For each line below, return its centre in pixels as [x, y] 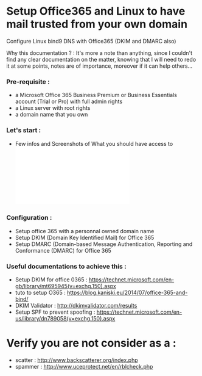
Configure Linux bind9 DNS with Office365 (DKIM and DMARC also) [91, 41]
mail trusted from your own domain [97, 24]
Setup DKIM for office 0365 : [51, 280]
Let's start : [24, 131]
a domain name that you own [51, 115]
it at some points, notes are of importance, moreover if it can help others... [99, 66]
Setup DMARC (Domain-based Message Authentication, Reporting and [104, 244]
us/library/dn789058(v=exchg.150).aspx [65, 319]
